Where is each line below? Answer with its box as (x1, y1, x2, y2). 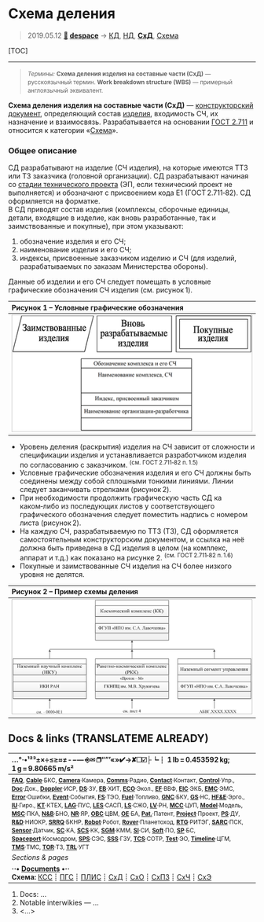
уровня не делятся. (19, 569, 85, 579)
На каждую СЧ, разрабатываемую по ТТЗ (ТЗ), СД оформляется (19, 527, 239, 536)
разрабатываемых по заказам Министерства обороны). (19, 262, 208, 271)
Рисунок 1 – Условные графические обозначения (11, 303, 184, 312)
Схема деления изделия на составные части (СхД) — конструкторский (8, 100, 254, 110)
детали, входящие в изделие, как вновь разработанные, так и (8, 213, 216, 222)
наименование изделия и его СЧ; (19, 245, 132, 255)
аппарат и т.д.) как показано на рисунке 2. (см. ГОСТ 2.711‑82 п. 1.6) (19, 552, 233, 562)
